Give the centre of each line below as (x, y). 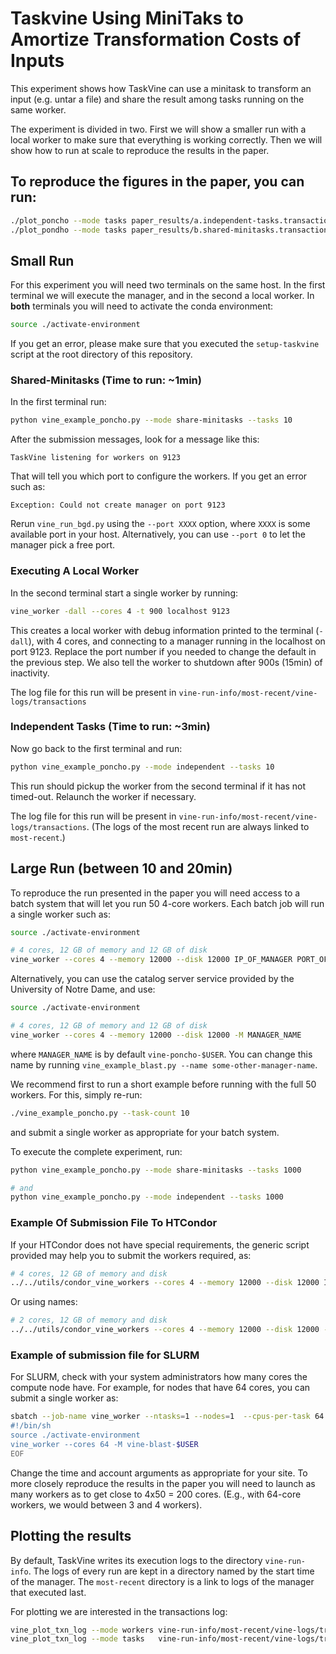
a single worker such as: (60, 914)
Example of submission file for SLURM (105, 1355)
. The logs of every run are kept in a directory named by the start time (171, 1571)
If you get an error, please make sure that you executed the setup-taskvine (165, 344)
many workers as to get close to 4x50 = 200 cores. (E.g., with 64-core (156, 1494)
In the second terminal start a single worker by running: (124, 593)
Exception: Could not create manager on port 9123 (118, 505)
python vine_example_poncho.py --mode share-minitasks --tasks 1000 (156, 1170)
